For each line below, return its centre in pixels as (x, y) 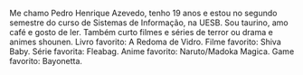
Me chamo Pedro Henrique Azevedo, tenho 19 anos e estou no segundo (143, 13)
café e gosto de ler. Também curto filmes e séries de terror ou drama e (141, 32)
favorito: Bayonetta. (46, 61)
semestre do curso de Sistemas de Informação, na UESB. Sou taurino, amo (149, 23)
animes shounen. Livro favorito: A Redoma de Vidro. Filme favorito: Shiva (146, 42)
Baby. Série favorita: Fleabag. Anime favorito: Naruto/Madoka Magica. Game (152, 52)
